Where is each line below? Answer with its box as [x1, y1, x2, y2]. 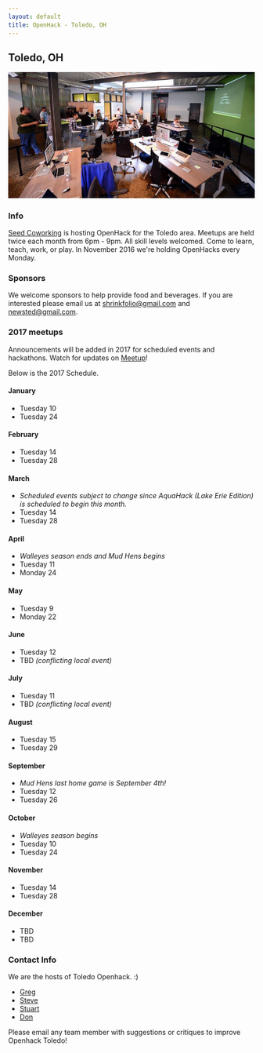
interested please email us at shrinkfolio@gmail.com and [8, 299, 190, 308]
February [8, 430, 39, 439]
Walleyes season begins [19, 830, 99, 840]
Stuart [19, 1004, 40, 1014]
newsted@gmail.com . [8, 307, 78, 317]
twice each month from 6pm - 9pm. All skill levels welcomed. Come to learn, [8, 236, 254, 246]
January [8, 386, 37, 395]
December [8, 909, 43, 918]
